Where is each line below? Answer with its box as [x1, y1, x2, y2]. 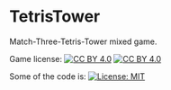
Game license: [9, 53, 63, 64]
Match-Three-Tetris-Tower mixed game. [9, 36, 157, 47]
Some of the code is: [9, 70, 87, 82]
